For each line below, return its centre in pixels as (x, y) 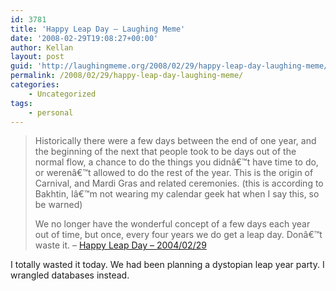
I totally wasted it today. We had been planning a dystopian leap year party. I (167, 265)
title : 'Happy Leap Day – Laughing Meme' (98, 29)
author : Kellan (42, 47)
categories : (35, 85)
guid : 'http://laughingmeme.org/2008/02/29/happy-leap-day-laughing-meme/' (171, 66)
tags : (21, 103)
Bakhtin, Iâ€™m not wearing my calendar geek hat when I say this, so (177, 194)
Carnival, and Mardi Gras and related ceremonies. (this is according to (179, 183)
